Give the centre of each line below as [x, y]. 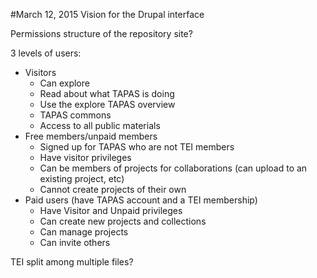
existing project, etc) [82, 178]
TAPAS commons [75, 115]
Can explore [64, 83]
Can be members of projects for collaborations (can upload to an [173, 168]
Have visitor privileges [85, 157]
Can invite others [75, 242]
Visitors [40, 72]
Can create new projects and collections [123, 221]
